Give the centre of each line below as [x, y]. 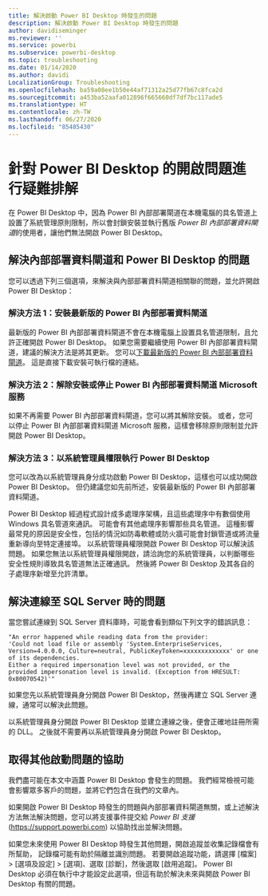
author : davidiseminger [48, 30]
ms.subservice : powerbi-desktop [62, 53]
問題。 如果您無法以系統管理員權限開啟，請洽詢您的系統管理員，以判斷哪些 [132, 554]
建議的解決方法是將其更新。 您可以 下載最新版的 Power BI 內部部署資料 [138, 352]
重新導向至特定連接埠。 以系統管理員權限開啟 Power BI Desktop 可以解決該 [131, 544]
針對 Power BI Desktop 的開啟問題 [120, 169]
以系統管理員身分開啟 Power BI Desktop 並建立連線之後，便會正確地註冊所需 [134, 722]
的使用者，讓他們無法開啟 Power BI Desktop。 [91, 232]
